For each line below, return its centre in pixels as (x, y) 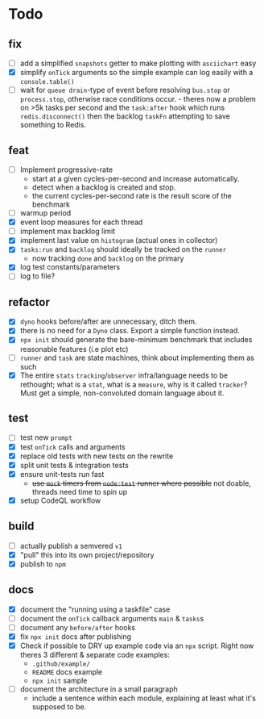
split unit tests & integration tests (74, 465)
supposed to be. (59, 706)
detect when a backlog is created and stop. (104, 187)
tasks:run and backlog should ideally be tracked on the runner (123, 249)
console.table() (47, 82)
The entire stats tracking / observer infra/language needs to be (124, 375)
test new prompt (46, 437)
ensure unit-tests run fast (62, 474)
